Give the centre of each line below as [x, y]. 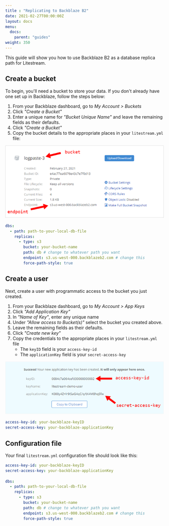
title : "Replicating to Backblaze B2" [47, 11]
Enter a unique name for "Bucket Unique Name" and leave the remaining [88, 117]
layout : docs [19, 21]
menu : [11, 27]
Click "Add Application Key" [41, 311]
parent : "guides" [32, 37]
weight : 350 [18, 43]
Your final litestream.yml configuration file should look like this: [71, 455]
